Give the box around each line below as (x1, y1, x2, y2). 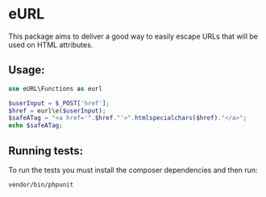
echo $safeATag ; (8, 121, 63, 129)
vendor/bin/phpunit (8, 180, 74, 189)
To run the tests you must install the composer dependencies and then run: (8, 165, 258, 174)
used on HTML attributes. (8, 39, 94, 49)
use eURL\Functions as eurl (8, 84, 103, 92)
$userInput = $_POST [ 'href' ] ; (8, 99, 110, 107)
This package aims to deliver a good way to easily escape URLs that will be (8, 31, 258, 41)
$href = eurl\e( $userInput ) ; (8, 106, 106, 115)
